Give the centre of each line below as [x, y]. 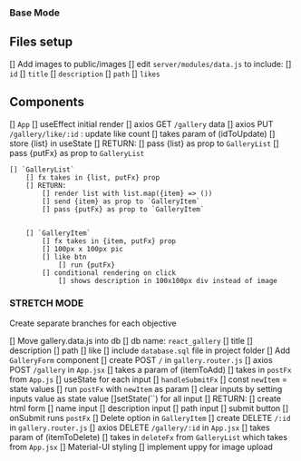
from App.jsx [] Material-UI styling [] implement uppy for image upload [141, 446]
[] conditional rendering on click [109, 273]
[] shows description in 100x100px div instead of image [168, 280]
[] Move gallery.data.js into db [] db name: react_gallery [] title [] [131, 340]
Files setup [41, 42]
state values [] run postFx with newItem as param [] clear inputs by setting [146, 388]
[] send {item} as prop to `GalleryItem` [121, 201]
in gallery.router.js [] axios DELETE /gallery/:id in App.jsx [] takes [140, 427]
